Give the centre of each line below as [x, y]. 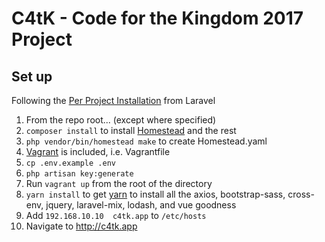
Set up [32, 76]
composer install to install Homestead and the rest [131, 130]
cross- [301, 194]
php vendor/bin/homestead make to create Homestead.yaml [146, 141]
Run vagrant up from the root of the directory [119, 183]
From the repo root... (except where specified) [121, 120]
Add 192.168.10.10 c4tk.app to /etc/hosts [116, 215]
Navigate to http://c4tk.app [81, 226]
